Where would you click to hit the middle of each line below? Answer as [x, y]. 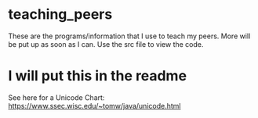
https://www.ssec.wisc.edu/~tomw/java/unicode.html [94, 105]
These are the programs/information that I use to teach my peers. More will [129, 36]
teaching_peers [60, 14]
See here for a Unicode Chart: [56, 97]
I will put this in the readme [97, 76]
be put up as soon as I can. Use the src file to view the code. [106, 44]
